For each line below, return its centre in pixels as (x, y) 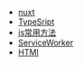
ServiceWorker (46, 42)
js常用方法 (37, 33)
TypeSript (36, 22)
